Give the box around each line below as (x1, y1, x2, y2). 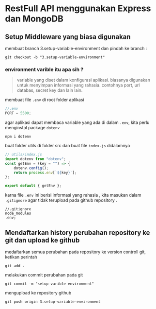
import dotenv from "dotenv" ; (5, 156, 66, 161)
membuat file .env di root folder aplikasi (5, 97, 84, 103)
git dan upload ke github (5, 236, 80, 244)
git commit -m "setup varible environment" (5, 281, 94, 286)
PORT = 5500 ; (5, 111, 31, 116)
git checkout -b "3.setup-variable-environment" (5, 55, 105, 60)
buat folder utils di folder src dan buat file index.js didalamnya (5, 143, 130, 149)
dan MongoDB (5, 13, 64, 24)
